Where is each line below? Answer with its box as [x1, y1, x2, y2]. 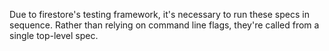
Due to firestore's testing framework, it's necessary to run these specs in [9, 9, 310, 20]
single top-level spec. [9, 30, 99, 41]
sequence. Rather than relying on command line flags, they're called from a [9, 19, 320, 31]
